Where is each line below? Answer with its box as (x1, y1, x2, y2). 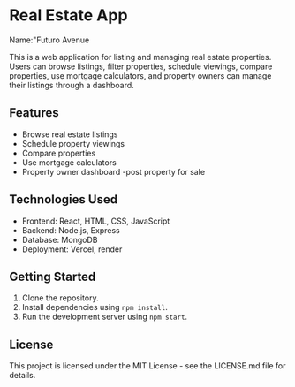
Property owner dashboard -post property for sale (21, 166, 206, 177)
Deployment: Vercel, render (21, 244, 123, 254)
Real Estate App (9, 5, 128, 26)
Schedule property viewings (21, 138, 125, 148)
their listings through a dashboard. (9, 80, 134, 90)
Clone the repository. (21, 292, 99, 303)
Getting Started (9, 269, 96, 284)
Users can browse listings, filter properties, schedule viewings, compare (9, 61, 273, 72)
